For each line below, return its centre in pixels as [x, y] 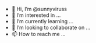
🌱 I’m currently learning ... [42, 21]
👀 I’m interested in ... [36, 15]
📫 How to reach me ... [38, 34]
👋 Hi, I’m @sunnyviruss [39, 9]
